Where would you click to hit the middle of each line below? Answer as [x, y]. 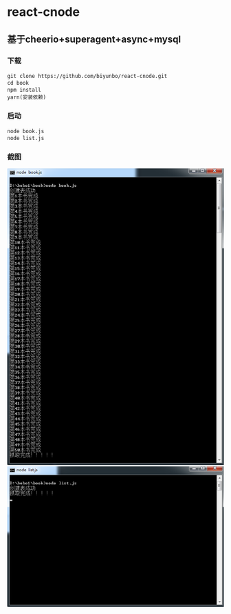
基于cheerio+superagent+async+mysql [94, 39]
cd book [18, 83]
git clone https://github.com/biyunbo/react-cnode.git [87, 76]
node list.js [26, 139]
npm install [24, 90]
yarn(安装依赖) [27, 97]
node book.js [26, 132]
